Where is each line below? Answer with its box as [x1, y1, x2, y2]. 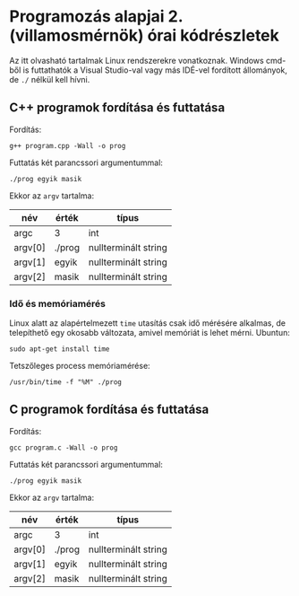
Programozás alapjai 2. [9, 6, 184, 27]
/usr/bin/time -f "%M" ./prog [9, 378, 123, 387]
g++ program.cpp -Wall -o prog [9, 141, 126, 150]
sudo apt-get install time [9, 345, 110, 354]
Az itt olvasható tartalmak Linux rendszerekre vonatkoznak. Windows [9, 55, 264, 66]
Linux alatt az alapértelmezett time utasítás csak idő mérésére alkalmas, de [9, 318, 286, 329]
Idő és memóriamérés [9, 297, 106, 310]
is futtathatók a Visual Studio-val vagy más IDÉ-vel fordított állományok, [22, 65, 288, 75]
